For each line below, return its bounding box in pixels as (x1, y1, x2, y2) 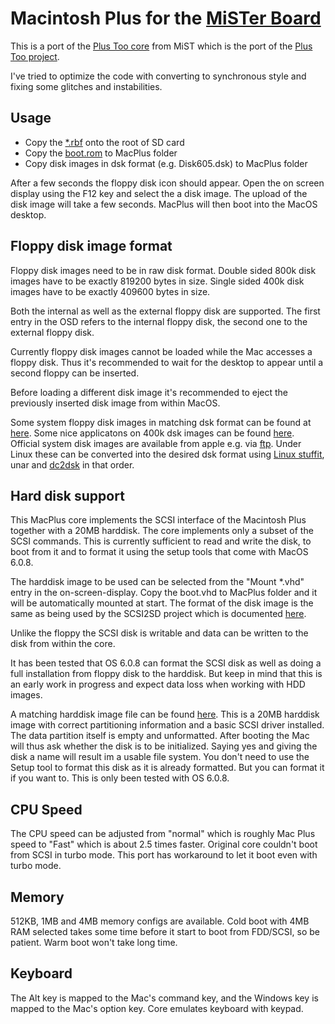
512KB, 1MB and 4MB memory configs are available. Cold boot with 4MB (10, 915, 310, 927)
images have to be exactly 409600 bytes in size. (10, 285, 211, 297)
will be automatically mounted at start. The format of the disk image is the (10, 597, 314, 609)
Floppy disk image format (10, 238, 173, 255)
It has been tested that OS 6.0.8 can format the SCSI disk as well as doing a (10, 657, 322, 669)
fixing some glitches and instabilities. (10, 80, 163, 92)
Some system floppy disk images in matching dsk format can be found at (10, 416, 312, 428)
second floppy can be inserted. (10, 367, 140, 379)
